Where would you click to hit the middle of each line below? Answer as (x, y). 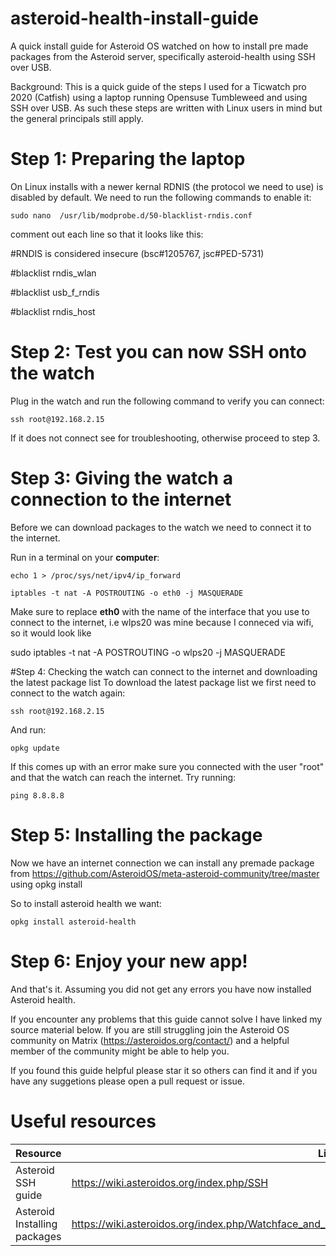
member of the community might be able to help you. (120, 1051)
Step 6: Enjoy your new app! (129, 961)
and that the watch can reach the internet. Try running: (123, 777)
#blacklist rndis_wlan (53, 273)
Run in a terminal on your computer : (85, 557)
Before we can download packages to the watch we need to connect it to (161, 527)
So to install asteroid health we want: (86, 903)
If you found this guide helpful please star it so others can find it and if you (164, 1070)
